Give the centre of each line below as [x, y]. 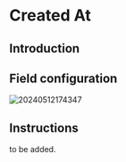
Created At [50, 16]
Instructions [44, 128]
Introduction [45, 49]
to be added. [33, 150]
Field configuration [63, 78]
